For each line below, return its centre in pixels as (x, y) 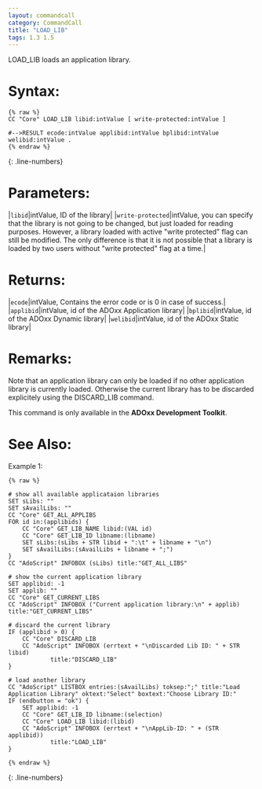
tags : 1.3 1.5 (31, 37)
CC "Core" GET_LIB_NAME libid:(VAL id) (87, 529)
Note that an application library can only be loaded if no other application (126, 381)
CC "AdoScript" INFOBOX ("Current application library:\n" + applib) (124, 604)
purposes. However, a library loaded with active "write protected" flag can (128, 232)
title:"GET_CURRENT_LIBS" (50, 611)
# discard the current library (59, 625)
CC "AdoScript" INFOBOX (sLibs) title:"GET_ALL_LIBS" (98, 563)
